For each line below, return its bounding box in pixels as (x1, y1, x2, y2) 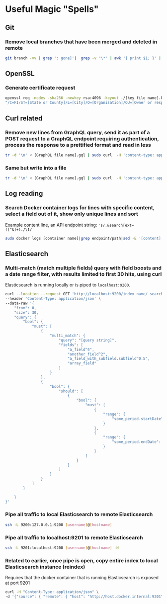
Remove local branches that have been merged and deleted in (5, 38, 158, 45)
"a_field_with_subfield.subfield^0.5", (67, 356, 150, 361)
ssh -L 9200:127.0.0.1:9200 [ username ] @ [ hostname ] (5, 522, 112, 527)
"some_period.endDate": (111, 439, 162, 444)
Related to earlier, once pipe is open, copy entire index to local (5, 557, 158, 564)
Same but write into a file (5, 164, 67, 171)
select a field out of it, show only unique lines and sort (5, 210, 138, 217)
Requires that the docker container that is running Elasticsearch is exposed (5, 575, 159, 581)
